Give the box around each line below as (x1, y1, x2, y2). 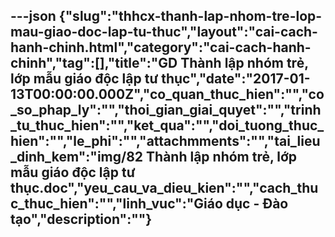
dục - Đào (225, 195, 289, 213)
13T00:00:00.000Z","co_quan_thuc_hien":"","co (10, 86, 325, 103)
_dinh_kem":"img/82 (10, 149, 144, 166)
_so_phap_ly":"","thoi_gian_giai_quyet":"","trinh (10, 102, 322, 119)
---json (10, 8, 57, 25)
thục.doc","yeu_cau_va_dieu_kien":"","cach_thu (10, 180, 319, 197)
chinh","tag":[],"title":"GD (10, 55, 178, 72)
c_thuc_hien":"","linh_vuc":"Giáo (10, 195, 223, 213)
